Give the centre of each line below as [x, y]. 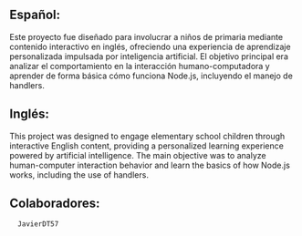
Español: [35, 15]
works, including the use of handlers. [79, 174]
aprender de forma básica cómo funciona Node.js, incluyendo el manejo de [151, 76]
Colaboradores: [55, 204]
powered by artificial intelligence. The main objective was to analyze [138, 155]
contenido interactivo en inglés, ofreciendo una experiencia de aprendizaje [150, 46]
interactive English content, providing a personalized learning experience [147, 146]
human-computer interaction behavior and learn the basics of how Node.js [150, 165]
